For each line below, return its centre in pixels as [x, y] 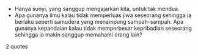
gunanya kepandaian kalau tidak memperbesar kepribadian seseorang [103, 28]
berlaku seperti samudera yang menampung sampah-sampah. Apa [99, 22]
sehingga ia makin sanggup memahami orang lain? [79, 35]
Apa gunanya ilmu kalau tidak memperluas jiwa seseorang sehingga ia [103, 15]
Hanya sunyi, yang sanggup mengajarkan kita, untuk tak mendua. [97, 9]
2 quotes [17, 46]
